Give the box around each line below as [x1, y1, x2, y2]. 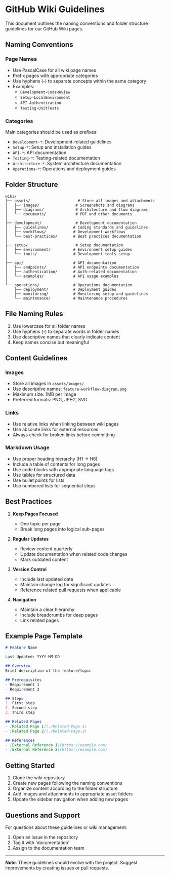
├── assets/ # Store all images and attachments [5, 198, 155, 203]
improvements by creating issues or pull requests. [5, 865, 110, 871]
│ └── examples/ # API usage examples [5, 274, 119, 279]
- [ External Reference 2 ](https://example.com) [5, 747, 108, 752]
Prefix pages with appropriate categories [12, 72, 98, 79]
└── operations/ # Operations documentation [5, 282, 133, 287]
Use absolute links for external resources [12, 426, 99, 432]
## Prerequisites [5, 677, 42, 682]
